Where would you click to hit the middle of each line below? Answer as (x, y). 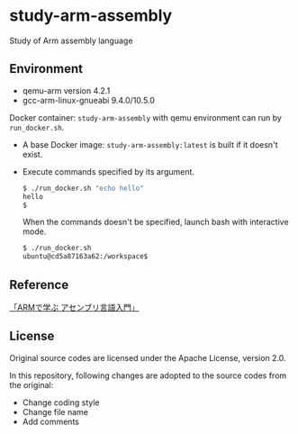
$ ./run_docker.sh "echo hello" (83, 188)
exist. (32, 154)
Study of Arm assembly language (71, 41)
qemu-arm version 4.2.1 (66, 90)
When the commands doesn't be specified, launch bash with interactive (156, 222)
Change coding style (61, 402)
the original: (32, 384)
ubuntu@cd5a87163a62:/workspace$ (85, 257)
